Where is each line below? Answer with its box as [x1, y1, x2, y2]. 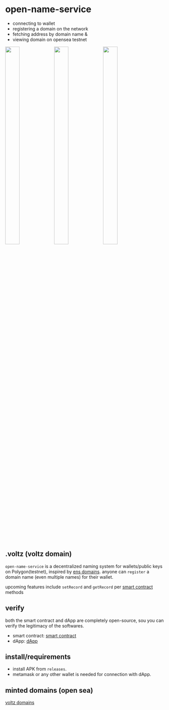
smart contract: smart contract [12, 632, 77, 639]
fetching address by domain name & [12, 31, 88, 37]
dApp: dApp [12, 638, 38, 644]
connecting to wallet [12, 20, 55, 26]
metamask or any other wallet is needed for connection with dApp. [12, 671, 151, 678]
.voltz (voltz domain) [5, 550, 72, 558]
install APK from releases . [12, 666, 67, 672]
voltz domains [5, 699, 34, 705]
